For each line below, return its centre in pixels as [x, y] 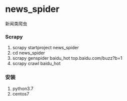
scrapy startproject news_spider [45, 48]
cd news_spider [29, 53]
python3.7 [23, 89]
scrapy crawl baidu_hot [36, 64]
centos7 [21, 94]
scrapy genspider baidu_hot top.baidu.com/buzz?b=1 [67, 58]
